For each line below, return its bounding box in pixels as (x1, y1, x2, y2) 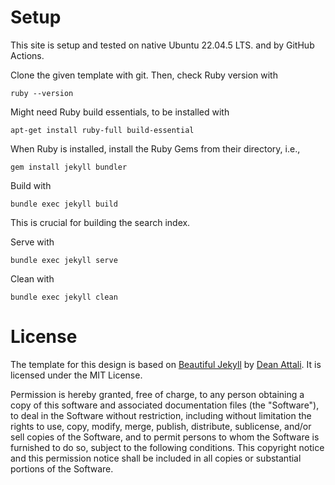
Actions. (10, 49, 45, 61)
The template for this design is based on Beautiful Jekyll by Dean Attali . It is (10, 358, 322, 370)
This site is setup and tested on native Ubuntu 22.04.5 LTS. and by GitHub (10, 39, 315, 51)
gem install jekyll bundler (10, 162, 128, 172)
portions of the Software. (10, 462, 114, 475)
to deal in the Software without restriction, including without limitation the (10, 409, 312, 421)
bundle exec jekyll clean (10, 292, 118, 302)
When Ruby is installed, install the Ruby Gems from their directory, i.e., (10, 142, 301, 155)
